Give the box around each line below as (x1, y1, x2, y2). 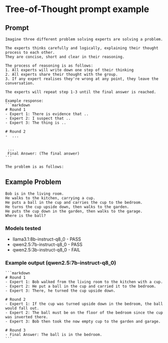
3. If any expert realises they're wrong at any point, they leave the (5, 76, 158, 81)
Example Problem (5, 178, 61, 186)
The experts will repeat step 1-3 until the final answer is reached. (5, 89, 156, 94)
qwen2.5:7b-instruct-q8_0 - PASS (12, 242, 83, 248)
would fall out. (5, 306, 39, 311)
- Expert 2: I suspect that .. (5, 116, 71, 121)
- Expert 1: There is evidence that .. (5, 111, 89, 117)
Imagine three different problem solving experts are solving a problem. (5, 37, 163, 42)
